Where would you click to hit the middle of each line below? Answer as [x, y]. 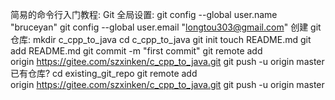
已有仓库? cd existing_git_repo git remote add [104, 73]
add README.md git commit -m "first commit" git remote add [136, 51]
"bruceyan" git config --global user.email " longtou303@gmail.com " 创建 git [166, 27]
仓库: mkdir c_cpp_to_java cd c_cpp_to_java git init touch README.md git [161, 39]
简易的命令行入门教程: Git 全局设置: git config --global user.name [144, 14]
